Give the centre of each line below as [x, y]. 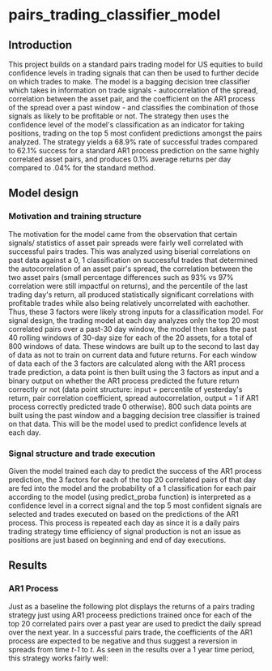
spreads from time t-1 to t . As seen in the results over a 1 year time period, [132, 649]
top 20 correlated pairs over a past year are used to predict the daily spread [135, 623]
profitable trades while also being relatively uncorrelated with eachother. [129, 303]
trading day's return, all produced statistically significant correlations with [131, 295]
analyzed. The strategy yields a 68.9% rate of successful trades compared [133, 142]
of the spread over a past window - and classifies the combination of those [134, 108]
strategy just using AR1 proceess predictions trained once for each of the [130, 615]
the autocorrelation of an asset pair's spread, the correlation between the [131, 269]
